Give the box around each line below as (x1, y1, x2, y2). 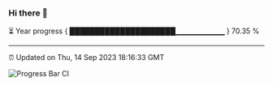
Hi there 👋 (8, 7, 49, 19)
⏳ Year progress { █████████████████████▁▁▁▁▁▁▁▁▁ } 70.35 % (8, 26, 260, 36)
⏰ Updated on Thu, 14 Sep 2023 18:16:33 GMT (8, 53, 165, 62)
